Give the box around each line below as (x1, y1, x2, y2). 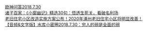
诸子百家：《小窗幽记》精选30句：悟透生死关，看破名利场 (5, 10, 118, 16)
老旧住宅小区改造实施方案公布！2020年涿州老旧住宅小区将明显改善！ (5, 16, 143, 21)
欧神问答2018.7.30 (5, 4, 41, 9)
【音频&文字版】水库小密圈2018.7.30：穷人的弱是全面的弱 (5, 22, 120, 27)
